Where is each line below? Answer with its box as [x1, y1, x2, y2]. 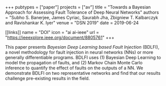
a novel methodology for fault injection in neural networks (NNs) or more [5, 49, 154, 55]
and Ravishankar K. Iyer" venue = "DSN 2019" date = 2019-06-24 [5, 20, 139, 26]
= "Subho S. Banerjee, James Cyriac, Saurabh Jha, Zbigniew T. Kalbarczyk [5, 15, 159, 20]
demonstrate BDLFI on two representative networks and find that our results [5, 70, 161, 76]
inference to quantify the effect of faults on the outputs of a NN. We [5, 65, 144, 71]
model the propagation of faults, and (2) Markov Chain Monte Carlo [5, 60, 143, 65]
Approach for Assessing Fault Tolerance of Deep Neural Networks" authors [5, 9, 160, 15]
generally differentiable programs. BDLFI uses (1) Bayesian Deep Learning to [5, 55, 161, 60]
